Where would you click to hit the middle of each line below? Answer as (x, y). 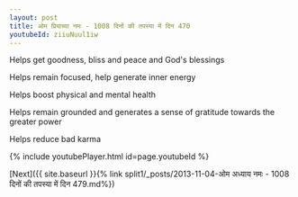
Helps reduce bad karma (55, 139)
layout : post (34, 18)
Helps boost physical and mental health (82, 94)
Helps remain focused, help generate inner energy (103, 77)
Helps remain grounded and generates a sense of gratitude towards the (142, 112)
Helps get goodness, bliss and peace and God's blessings (117, 60)
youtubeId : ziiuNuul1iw (54, 34)
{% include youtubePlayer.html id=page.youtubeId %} (109, 157)
